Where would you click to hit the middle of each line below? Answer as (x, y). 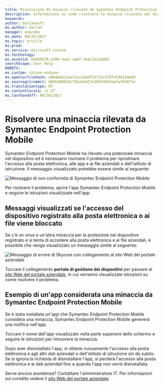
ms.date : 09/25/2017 (26, 37)
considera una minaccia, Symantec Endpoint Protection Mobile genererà (77, 319)
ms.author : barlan (24, 28)
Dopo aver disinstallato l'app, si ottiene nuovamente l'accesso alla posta (77, 348)
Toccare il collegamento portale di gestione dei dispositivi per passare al (79, 269)
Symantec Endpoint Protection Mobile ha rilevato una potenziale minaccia (79, 153)
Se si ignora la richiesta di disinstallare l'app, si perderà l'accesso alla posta (81, 359)
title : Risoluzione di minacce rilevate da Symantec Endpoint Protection (81, 9)
